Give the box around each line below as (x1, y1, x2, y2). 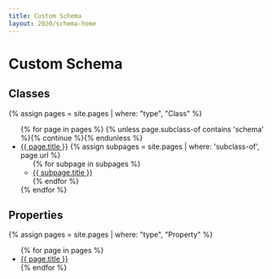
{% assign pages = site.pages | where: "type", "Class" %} (8, 108, 203, 118)
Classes (8, 87, 50, 101)
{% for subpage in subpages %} (32, 159, 141, 168)
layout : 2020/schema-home (8, 20, 96, 28)
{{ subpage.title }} (32, 168, 94, 177)
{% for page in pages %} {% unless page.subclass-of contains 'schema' (20, 124, 265, 134)
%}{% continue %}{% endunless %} (20, 133, 143, 142)
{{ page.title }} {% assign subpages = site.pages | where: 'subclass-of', (20, 142, 260, 151)
